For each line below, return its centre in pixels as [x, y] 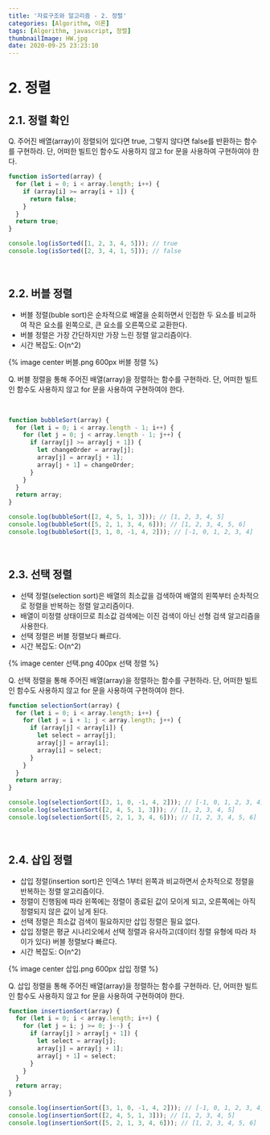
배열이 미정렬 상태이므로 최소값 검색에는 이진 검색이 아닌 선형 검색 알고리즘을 [140, 615]
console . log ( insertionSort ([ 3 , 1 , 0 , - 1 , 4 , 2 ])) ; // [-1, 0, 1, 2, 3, [131, 1108]
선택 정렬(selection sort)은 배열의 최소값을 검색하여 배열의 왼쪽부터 [125, 595]
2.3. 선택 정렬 [40, 575]
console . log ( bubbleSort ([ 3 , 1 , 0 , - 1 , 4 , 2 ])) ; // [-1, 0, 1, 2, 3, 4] [131, 532]
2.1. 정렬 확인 [39, 120]
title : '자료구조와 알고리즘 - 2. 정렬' [67, 16]
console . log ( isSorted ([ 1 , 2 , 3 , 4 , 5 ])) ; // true [93, 244]
